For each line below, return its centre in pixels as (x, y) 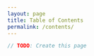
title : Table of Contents (45, 20)
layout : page (27, 14)
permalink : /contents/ (41, 27)
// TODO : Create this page (47, 46)
